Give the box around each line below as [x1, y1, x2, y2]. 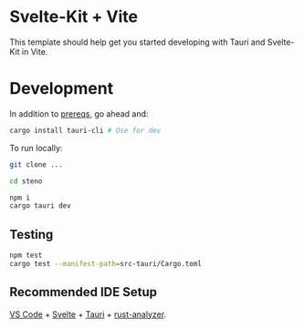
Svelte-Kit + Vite [9, 6, 139, 27]
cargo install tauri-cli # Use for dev [9, 126, 162, 135]
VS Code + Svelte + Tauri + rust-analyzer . [9, 308, 167, 320]
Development [9, 78, 114, 99]
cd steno [9, 176, 43, 186]
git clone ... [9, 159, 64, 170]
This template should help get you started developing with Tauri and [9, 36, 266, 47]
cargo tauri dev [9, 201, 71, 211]
